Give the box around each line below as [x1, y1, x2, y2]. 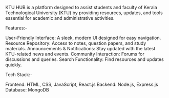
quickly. [5, 62, 22, 68]
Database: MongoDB [5, 87, 50, 93]
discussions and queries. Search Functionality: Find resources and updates [5, 56, 164, 62]
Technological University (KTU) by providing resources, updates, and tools [5, 10, 163, 16]
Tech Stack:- [5, 72, 32, 78]
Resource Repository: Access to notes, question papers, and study [5, 40, 146, 46]
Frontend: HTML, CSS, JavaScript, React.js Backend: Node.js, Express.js [5, 81, 158, 87]
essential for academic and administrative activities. [5, 15, 115, 21]
